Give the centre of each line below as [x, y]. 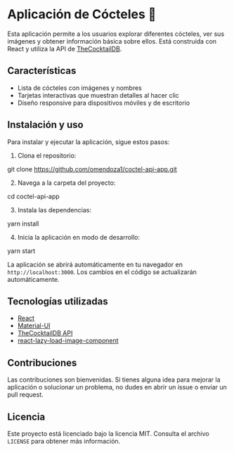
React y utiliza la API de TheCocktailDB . [65, 49]
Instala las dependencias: [54, 209]
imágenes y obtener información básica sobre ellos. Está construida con [112, 41]
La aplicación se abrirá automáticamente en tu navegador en [95, 264]
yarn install [23, 224]
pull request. [25, 395]
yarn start [21, 251]
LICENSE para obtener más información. [64, 441]
